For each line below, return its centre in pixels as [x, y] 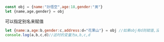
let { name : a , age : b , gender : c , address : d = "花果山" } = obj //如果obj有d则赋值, [81, 30]
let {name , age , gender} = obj [35, 11]
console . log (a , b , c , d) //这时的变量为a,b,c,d [48, 35]
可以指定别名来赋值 [24, 21]
